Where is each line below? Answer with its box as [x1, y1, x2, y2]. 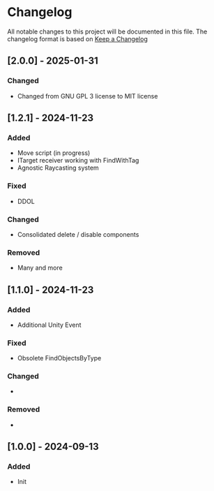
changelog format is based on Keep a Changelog [7, 34, 148, 43]
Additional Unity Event [17, 321, 82, 329]
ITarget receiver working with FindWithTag [17, 156, 139, 165]
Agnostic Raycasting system [17, 163, 99, 172]
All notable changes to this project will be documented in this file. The [7, 27, 208, 36]
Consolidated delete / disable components [17, 230, 139, 238]
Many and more [17, 263, 63, 272]
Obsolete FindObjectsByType [17, 354, 102, 362]
